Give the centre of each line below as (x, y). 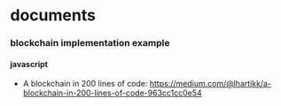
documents (53, 15)
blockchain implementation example (90, 43)
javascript (29, 64)
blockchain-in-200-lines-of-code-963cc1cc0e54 (112, 93)
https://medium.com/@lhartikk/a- (211, 84)
